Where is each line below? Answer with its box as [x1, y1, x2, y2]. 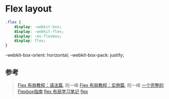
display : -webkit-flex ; [14, 29, 64, 34]
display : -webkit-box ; [14, 24, 62, 29]
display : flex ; [14, 38, 46, 43]
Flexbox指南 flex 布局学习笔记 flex [17, 88, 89, 94]
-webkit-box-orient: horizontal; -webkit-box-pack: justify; [5, 52, 124, 58]
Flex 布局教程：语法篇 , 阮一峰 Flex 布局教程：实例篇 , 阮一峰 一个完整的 [17, 82, 164, 88]
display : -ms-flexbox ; [14, 34, 62, 39]
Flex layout [5, 3, 52, 15]
